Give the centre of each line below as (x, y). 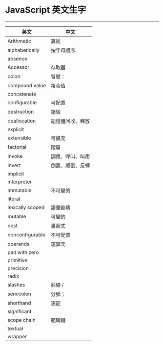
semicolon (20, 294)
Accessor (19, 67)
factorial (17, 147)
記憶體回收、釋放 (70, 121)
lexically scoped (26, 207)
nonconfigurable (26, 234)
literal (14, 199)
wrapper (17, 336)
